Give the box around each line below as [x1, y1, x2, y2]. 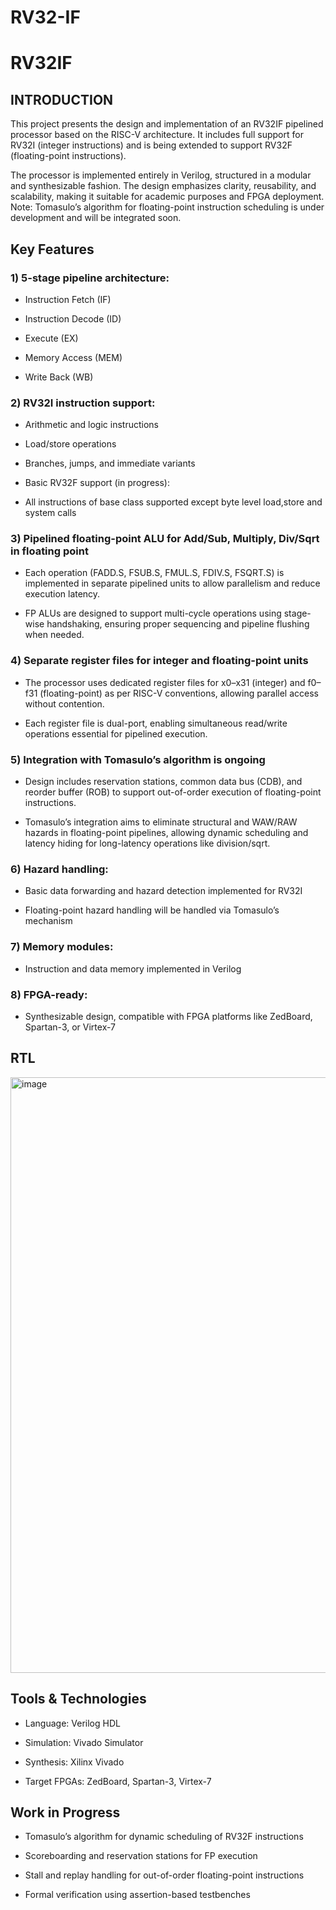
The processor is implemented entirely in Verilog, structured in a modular [10, 169, 312, 181]
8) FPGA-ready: [10, 987, 88, 1001]
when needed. [24, 629, 85, 641]
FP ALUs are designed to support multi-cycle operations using [24, 607, 282, 620]
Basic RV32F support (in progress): [24, 477, 170, 489]
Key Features [10, 241, 95, 258]
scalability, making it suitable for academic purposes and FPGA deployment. [10, 191, 325, 203]
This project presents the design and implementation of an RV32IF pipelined [10, 118, 324, 130]
